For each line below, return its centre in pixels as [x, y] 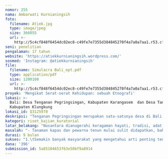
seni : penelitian [23, 47]
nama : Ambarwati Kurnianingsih [38, 14]
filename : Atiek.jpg [31, 24]
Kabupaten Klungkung [31, 107]
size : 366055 [23, 33]
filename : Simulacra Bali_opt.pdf [45, 70]
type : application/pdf [33, 75]
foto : [11, 19]
